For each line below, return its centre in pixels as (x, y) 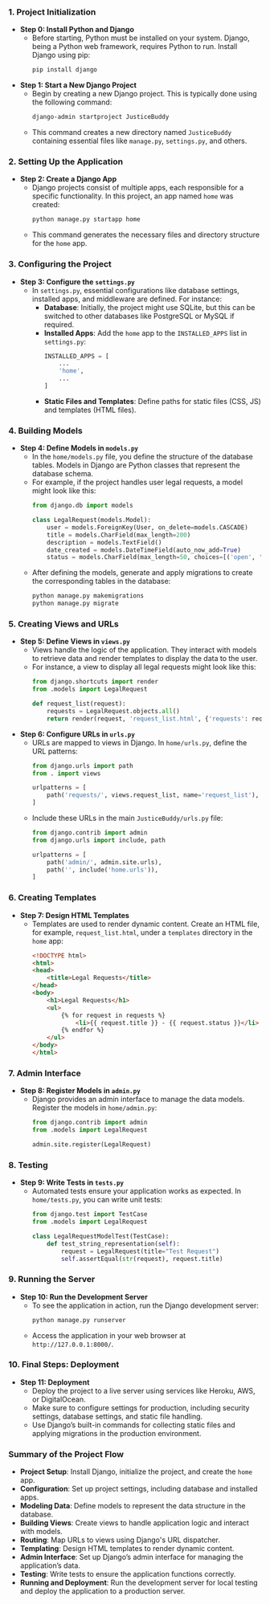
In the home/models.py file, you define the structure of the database (142, 457)
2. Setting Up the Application (65, 161)
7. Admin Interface (45, 1073)
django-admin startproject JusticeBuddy (100, 117)
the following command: (72, 102)
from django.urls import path (83, 765)
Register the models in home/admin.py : (94, 1108)
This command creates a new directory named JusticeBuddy (131, 133)
